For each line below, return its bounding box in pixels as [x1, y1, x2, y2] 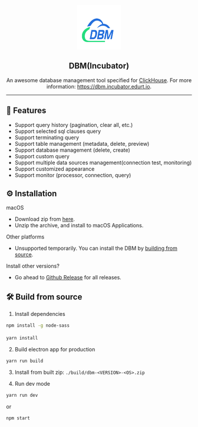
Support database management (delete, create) [14, 146, 131, 154]
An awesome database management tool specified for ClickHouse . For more [6, 76, 192, 84]
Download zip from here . [14, 216, 75, 223]
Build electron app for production [14, 345, 95, 353]
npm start [6, 415, 31, 421]
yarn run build [6, 358, 44, 364]
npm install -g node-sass [6, 322, 70, 329]
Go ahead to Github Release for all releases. [14, 274, 122, 281]
